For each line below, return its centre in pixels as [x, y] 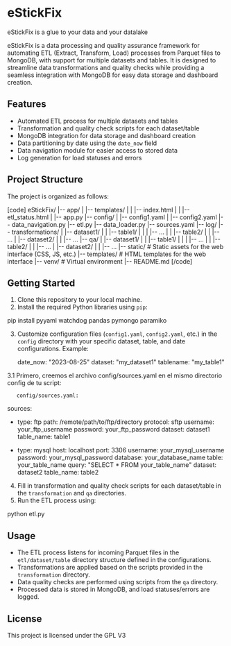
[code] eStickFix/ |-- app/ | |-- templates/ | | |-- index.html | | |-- [99, 210]
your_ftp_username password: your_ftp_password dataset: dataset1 [113, 430]
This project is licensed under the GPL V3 [67, 635]
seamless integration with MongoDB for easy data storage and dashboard [113, 75]
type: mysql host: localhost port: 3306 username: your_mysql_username [121, 450]
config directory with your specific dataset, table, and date [101, 341]
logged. [28, 597]
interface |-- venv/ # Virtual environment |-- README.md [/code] [100, 261]
